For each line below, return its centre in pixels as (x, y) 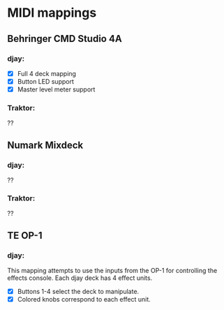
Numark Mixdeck (45, 145)
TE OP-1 (25, 235)
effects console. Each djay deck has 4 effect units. (80, 278)
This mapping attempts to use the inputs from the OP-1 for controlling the (112, 271)
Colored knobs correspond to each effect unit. (84, 300)
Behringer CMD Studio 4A (65, 39)
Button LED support (46, 81)
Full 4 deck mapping (47, 73)
